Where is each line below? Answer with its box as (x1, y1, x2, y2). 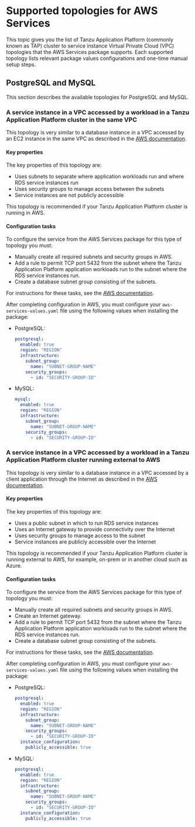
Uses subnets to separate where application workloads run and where (14, 173, 184, 180)
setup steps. (6, 60, 36, 68)
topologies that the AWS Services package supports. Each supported (6, 48, 173, 55)
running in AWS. (6, 210, 45, 217)
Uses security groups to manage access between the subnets (14, 185, 165, 193)
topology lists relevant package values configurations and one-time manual (6, 55, 188, 62)
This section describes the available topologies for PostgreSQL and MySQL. (6, 93, 189, 100)
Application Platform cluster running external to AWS (6, 456, 160, 464)
